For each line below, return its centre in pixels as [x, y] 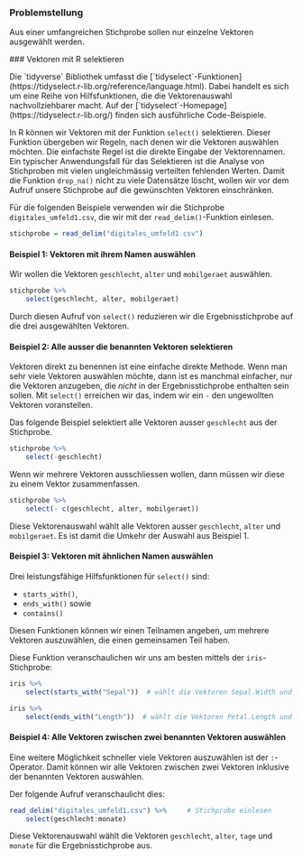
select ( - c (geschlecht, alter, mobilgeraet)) [113, 509]
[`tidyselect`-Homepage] [181, 106]
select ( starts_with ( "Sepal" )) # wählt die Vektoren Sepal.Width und [159, 692]
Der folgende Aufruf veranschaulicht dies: [87, 794]
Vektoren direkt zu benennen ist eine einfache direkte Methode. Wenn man [148, 366]
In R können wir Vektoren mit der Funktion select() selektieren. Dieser [140, 133]
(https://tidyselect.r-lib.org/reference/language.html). [108, 87]
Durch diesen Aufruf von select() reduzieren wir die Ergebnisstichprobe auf [151, 317]
